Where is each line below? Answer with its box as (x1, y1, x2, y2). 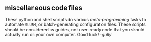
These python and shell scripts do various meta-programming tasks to (5, 16, 147, 22)
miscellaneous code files (5, 4, 83, 12)
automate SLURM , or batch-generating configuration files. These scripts (5, 21, 146, 27)
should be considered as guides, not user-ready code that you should (5, 26, 145, 32)
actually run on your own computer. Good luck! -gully (5, 31, 112, 37)
